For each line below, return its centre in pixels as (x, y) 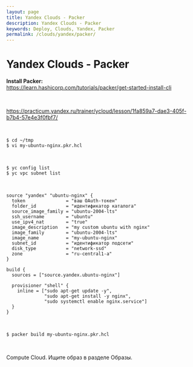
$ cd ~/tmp (20, 141)
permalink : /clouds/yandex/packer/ (51, 35)
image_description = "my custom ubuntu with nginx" (81, 228)
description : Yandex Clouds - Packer (54, 23)
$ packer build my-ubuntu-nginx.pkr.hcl (58, 335)
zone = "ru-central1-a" (62, 254)
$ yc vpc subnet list (34, 173)
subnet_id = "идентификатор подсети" (73, 243)
